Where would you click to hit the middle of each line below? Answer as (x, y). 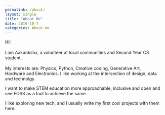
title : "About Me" (24, 19)
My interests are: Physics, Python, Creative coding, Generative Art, (73, 68)
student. (14, 58)
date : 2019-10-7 (22, 23)
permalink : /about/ (25, 10)
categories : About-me (27, 28)
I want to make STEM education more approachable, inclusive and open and (83, 88)
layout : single (21, 14)
